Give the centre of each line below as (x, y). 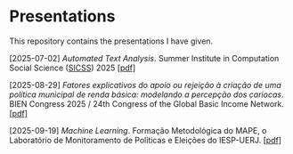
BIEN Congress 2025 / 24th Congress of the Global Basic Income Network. (147, 103)
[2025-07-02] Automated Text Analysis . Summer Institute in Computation (144, 58)
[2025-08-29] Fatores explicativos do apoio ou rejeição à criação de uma (146, 85)
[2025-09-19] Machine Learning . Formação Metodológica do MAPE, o (138, 130)
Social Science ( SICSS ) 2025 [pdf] (73, 68)
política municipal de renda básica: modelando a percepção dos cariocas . (146, 94)
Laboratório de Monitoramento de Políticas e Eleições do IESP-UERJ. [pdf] (146, 140)
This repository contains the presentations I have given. (111, 41)
